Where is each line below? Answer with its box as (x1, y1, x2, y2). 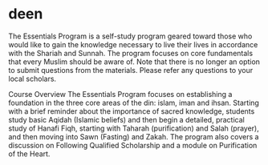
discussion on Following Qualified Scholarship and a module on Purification (8, 140, 258, 150)
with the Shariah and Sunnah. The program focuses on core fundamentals (8, 48, 254, 58)
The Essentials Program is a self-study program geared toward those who (8, 31, 253, 41)
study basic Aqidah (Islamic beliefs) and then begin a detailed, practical (8, 115, 245, 124)
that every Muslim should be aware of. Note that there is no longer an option (8, 57, 261, 66)
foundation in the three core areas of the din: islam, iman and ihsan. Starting (8, 98, 259, 107)
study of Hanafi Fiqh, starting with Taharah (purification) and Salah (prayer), (8, 123, 259, 133)
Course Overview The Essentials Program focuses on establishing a (8, 89, 233, 99)
